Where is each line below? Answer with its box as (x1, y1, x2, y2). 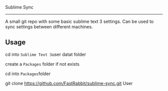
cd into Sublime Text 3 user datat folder (5, 51, 86, 57)
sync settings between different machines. (5, 24, 93, 29)
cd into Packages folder (5, 71, 51, 77)
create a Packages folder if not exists (5, 61, 80, 67)
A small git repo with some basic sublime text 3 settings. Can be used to (5, 18, 154, 24)
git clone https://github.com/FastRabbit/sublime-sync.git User (5, 80, 133, 86)
